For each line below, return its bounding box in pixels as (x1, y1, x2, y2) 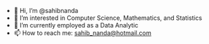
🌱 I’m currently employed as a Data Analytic (13, 21, 138, 29)
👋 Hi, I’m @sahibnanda (13, 7, 78, 14)
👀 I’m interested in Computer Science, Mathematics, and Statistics (13, 14, 203, 22)
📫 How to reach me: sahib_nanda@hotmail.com (13, 29, 152, 37)
